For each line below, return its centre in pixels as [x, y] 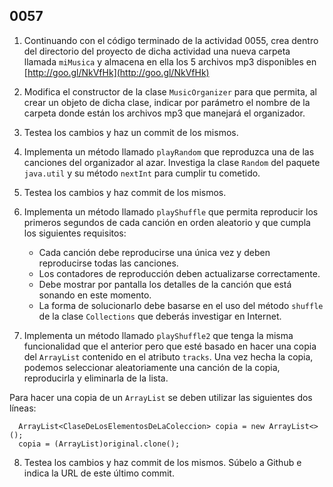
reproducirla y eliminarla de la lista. [96, 378]
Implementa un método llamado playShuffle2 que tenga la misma [158, 335]
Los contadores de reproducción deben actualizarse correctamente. [179, 273]
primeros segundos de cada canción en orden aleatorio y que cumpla [167, 222]
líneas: [23, 408]
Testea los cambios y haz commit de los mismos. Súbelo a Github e [162, 462]
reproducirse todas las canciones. [108, 263]
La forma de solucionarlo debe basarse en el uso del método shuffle [181, 305]
